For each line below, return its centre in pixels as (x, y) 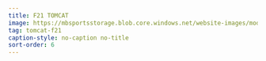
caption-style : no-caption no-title (68, 38)
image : (19, 23)
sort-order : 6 (32, 45)
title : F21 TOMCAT (38, 15)
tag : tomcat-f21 (35, 30)
